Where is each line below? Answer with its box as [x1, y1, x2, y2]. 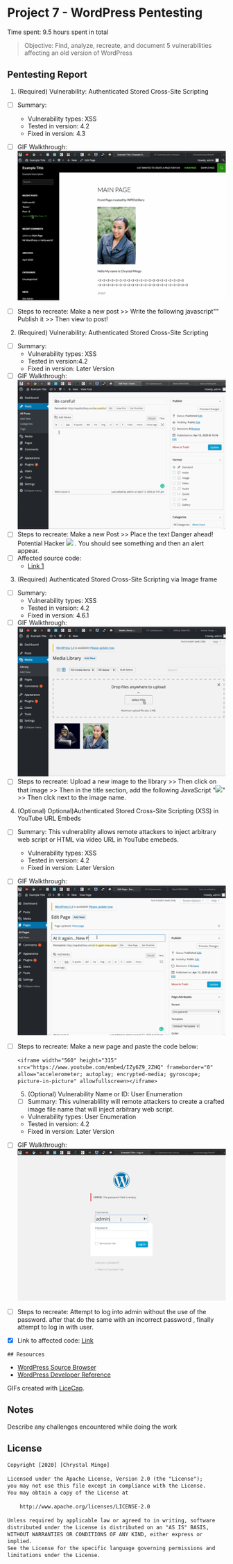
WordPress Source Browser [17, 1363, 97, 1371]
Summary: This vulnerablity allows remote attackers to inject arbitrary [17, 828, 216, 836]
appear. [17, 546, 40, 554]
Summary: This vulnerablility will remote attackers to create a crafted [27, 1098, 225, 1106]
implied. [7, 1538, 33, 1545]
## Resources [7, 1351, 45, 1358]
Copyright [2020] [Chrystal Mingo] [7, 1462, 110, 1469]
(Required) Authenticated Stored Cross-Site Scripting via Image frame [17, 575, 218, 584]
